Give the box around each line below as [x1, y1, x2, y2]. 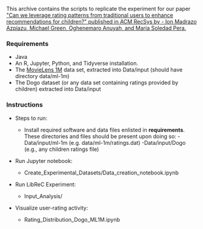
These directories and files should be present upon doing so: [24, 133, 177, 140]
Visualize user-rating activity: [15, 204, 88, 211]
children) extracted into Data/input [15, 85, 101, 93]
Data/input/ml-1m [24, 139, 68, 146]
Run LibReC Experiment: [15, 181, 76, 188]
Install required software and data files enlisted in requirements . [24, 126, 185, 133]
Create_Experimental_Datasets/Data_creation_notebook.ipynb [24, 169, 179, 176]
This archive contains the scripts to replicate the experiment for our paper [6, 5, 191, 12]
